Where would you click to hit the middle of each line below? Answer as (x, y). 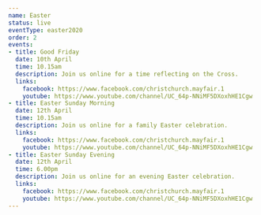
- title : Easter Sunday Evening (61, 154)
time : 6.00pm (37, 169)
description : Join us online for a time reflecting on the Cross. (127, 74)
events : (21, 45)
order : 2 (23, 37)
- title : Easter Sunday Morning (61, 103)
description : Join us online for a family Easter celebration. (121, 125)
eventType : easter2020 (45, 30)
